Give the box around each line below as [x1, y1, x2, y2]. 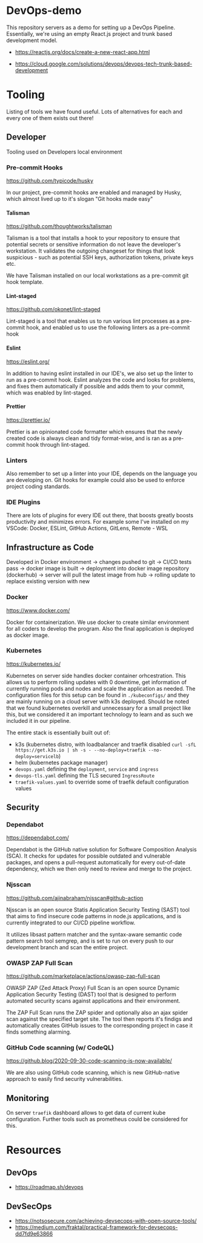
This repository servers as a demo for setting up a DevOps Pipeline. [6, 24, 176, 31]
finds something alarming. [6, 1028, 72, 1035]
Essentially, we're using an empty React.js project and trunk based [6, 30, 173, 37]
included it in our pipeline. [6, 717, 71, 724]
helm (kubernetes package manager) [15, 759, 108, 766]
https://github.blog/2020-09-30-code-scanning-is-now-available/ [6, 1057, 172, 1065]
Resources [6, 1143, 62, 1157]
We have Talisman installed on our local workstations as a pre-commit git [6, 272, 189, 279]
